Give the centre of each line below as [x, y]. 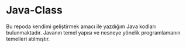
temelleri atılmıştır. [28, 39]
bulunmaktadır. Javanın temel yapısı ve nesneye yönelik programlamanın [93, 32]
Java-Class [34, 10]
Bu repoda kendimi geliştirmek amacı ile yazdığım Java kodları [81, 26]
